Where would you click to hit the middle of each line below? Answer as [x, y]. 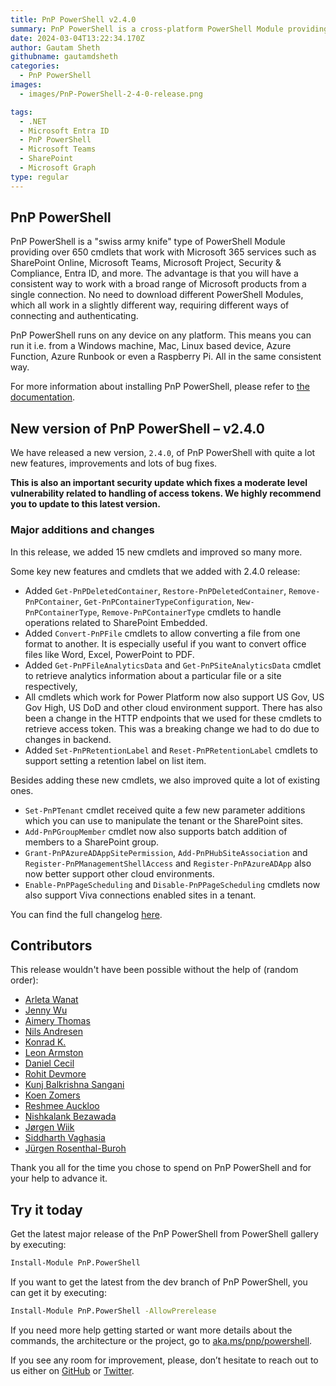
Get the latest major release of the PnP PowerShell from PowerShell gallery [164, 1234]
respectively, [51, 686]
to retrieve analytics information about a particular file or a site [153, 675]
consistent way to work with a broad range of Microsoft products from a [158, 284]
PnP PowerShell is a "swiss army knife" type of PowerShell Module [148, 242]
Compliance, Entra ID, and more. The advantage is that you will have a [154, 273]
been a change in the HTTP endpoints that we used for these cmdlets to [173, 718]
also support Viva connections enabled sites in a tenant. [140, 895]
